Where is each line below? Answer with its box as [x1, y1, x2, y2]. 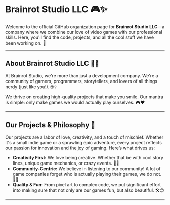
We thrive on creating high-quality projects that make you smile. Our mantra [5, 94, 163, 100]
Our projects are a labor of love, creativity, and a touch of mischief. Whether [5, 134, 164, 140]
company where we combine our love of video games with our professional [5, 29, 163, 35]
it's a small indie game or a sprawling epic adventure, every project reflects [5, 139, 162, 145]
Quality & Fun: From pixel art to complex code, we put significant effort [12, 181, 161, 187]
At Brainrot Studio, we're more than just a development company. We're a [5, 72, 158, 78]
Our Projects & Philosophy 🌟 [5, 120, 96, 129]
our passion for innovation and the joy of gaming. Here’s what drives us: [5, 145, 155, 151]
